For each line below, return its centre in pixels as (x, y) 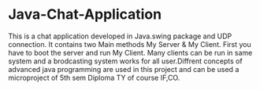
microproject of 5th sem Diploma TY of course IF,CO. (94, 77)
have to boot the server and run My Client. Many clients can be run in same (130, 52)
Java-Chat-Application (85, 14)
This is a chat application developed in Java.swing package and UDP (120, 36)
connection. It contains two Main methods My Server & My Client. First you (130, 44)
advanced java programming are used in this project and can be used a (124, 69)
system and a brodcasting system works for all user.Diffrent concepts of (125, 61)
